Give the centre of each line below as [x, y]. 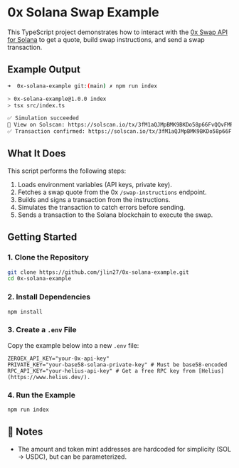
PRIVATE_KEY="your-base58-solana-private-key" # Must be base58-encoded [117, 365]
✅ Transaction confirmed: [46, 132]
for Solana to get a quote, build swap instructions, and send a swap [106, 39]
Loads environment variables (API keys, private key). [95, 184]
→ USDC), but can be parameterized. [72, 457]
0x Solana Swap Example [83, 12]
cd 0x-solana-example [39, 279]
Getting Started [42, 237]
